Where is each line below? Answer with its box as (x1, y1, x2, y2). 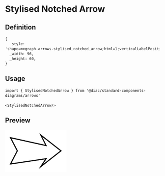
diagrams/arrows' (5, 93, 41, 98)
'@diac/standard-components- (86, 88, 146, 93)
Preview (5, 117, 31, 125)
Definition (5, 23, 36, 31)
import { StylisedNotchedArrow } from (5, 88, 84, 93)
